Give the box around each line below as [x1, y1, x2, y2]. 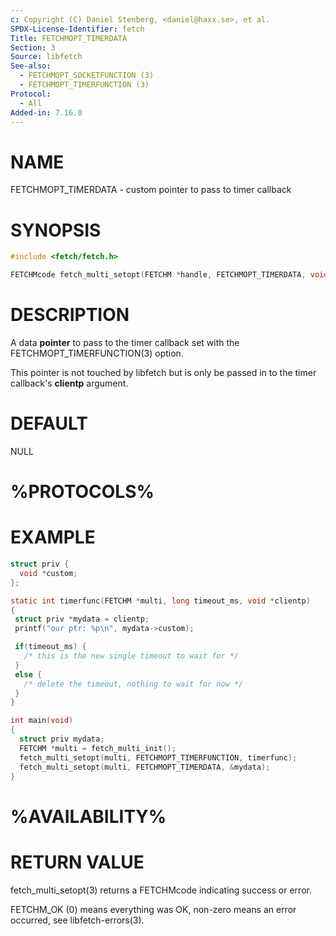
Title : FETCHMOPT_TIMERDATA [10, 33, 128, 43]
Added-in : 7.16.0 [10, 107, 83, 118]
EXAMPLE [10, 526, 96, 549]
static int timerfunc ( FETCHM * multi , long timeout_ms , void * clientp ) [10, 596, 311, 606]
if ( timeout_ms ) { [14, 642, 87, 652]
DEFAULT [10, 412, 88, 435]
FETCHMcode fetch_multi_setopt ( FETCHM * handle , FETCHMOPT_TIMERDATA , [10, 270, 307, 280]
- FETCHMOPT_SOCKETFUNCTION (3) [19, 71, 155, 81]
